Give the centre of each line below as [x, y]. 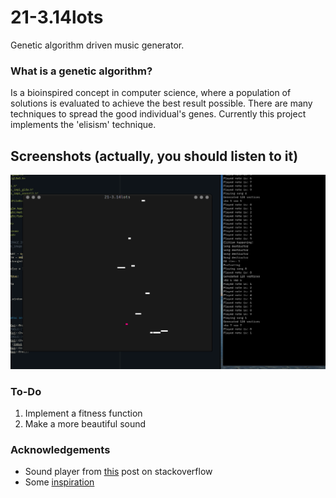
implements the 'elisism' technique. [83, 125]
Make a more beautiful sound [85, 423]
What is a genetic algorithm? [81, 71]
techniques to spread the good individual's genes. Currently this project [158, 114]
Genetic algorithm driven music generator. [97, 45]
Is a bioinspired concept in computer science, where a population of [151, 93]
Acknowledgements [60, 449]
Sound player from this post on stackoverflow [118, 472]
